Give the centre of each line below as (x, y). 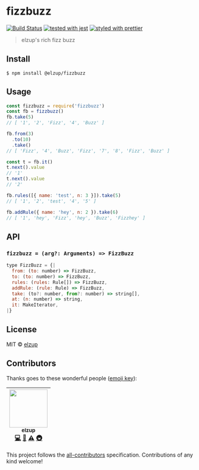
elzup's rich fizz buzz (48, 40)
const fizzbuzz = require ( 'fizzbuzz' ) (55, 106)
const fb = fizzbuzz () (35, 112)
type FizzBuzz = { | (31, 265)
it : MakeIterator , (35, 305)
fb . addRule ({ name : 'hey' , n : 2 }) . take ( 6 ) (62, 212)
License (22, 329)
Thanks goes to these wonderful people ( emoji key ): (72, 378)
